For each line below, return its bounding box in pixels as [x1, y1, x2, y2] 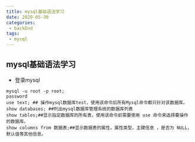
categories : [6, 20, 35, 25]
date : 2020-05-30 [6, 14, 49, 20]
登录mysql [14, 76, 40, 83]
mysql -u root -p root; [6, 88, 65, 94]
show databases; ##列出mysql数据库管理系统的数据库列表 [6, 106, 134, 112]
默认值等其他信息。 [6, 131, 46, 137]
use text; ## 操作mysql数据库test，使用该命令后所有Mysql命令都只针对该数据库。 [6, 99, 188, 105]
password [6, 93, 28, 99]
